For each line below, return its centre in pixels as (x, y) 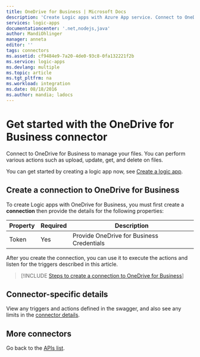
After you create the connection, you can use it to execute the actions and (97, 257)
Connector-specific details (57, 294)
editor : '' (20, 45)
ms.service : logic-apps (36, 61)
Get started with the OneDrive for (90, 124)
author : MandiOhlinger (34, 34)
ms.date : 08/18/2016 (32, 89)
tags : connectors (28, 51)
